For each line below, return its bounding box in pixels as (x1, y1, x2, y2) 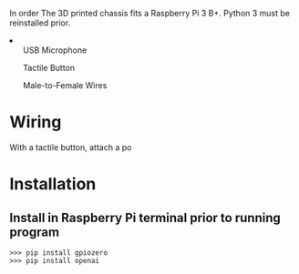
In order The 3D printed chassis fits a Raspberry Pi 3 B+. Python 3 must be (9, 8, 290, 18)
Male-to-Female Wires (22, 80, 108, 90)
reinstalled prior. (9, 17, 71, 28)
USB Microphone (22, 45, 88, 56)
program (9, 224, 60, 239)
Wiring (9, 112, 62, 133)
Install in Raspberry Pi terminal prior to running (9, 209, 281, 226)
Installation (9, 174, 97, 195)
